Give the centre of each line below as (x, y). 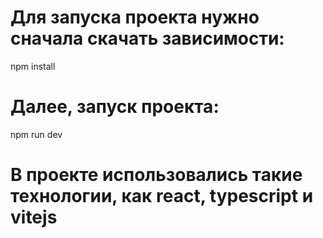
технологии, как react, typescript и (162, 196)
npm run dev (36, 134)
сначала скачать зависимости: (147, 38)
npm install (33, 66)
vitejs (34, 217)
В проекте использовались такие (156, 175)
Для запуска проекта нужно (135, 17)
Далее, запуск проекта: (115, 107)
